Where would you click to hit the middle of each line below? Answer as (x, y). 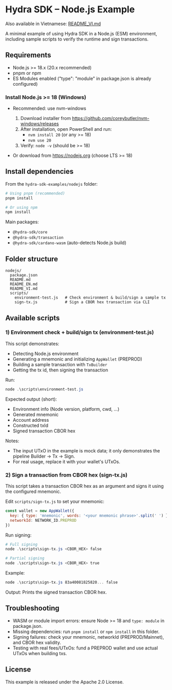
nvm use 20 (39, 141)
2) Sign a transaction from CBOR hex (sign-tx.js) (67, 475)
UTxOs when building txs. (40, 653)
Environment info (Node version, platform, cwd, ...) (66, 409)
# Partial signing (25, 558)
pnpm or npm (27, 73)
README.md (20, 280)
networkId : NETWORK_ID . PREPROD (43, 520)
